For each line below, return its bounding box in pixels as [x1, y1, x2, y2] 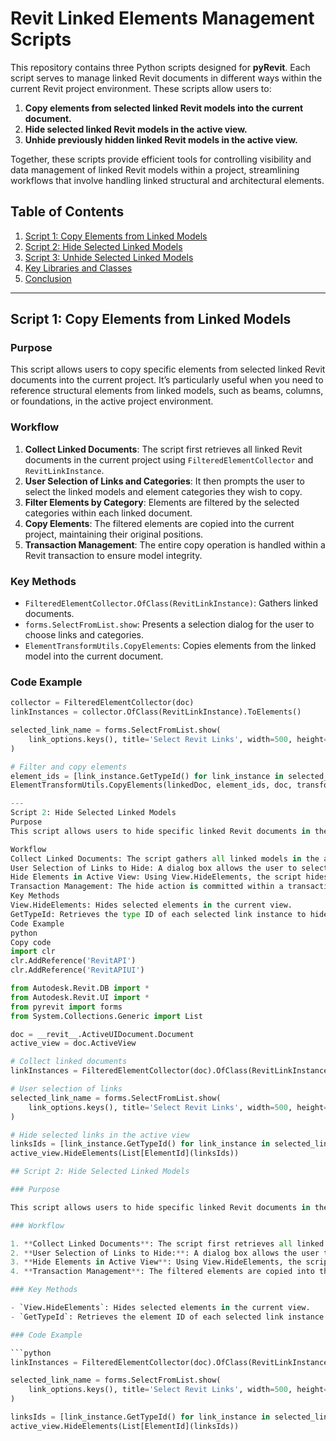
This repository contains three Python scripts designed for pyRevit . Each [10, 61, 311, 73]
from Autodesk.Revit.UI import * [10, 992, 150, 1002]
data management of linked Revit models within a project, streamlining [10, 163, 300, 176]
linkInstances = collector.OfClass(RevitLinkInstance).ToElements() [10, 707, 302, 717]
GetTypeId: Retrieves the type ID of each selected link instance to [10, 909, 307, 919]
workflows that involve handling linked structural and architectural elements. [10, 174, 325, 186]
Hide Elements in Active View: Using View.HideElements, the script [10, 872, 302, 882]
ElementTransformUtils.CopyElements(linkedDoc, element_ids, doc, [10, 780, 293, 791]
